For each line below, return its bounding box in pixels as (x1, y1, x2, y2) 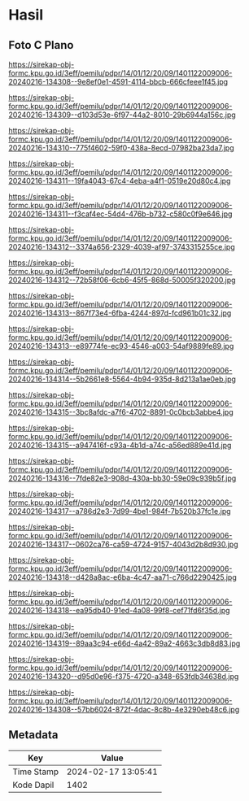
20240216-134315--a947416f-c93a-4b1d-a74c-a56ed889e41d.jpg (8, 441, 232, 450)
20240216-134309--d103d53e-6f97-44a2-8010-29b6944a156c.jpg (8, 110, 236, 120)
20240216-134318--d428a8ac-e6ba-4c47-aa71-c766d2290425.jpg (8, 572, 238, 582)
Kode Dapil (12, 779, 55, 790)
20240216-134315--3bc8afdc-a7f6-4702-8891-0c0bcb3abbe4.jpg (8, 407, 234, 416)
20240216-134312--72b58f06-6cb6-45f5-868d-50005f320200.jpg (8, 275, 236, 285)
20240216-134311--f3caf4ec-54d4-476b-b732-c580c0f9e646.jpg (8, 209, 233, 219)
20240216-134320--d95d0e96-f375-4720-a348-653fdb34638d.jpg (8, 672, 239, 681)
